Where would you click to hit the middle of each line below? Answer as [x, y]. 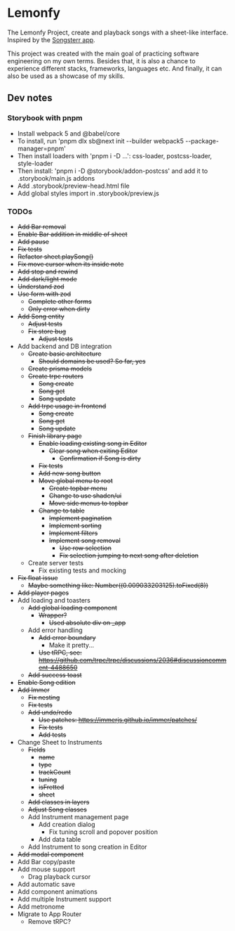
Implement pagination [80, 518]
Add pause [33, 241]
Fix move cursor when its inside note [70, 264]
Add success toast [55, 675]
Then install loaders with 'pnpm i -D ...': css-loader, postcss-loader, [115, 155]
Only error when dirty [59, 309]
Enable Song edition [46, 682]
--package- [202, 141]
